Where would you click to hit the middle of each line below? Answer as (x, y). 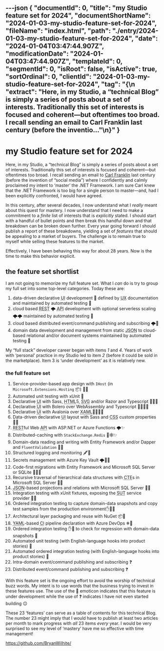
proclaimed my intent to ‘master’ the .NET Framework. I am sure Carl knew (80, 186)
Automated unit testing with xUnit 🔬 (48, 396)
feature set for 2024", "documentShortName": (78, 16)
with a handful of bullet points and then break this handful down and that (79, 221)
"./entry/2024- (135, 31)
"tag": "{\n (118, 84)
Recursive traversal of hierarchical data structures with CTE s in (76, 478)
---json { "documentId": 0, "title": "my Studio (76, 8)
